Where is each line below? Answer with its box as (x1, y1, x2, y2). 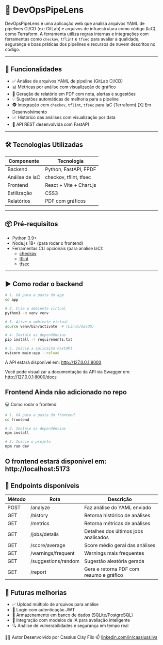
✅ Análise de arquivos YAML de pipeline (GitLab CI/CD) (12, 78, 123, 84)
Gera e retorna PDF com (84, 566, 140, 572)
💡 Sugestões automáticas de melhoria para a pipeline (12, 96, 119, 102)
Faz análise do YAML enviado (84, 504, 151, 511)
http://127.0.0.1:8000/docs (5, 374, 57, 380)
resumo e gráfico (84, 572, 124, 579)
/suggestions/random (30, 558, 80, 565)
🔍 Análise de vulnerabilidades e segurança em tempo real (12, 623, 129, 628)
